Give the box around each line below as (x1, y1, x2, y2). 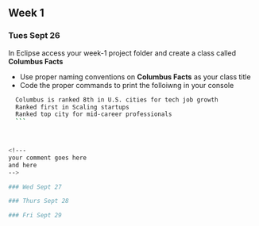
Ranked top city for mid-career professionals (15, 110, 172, 118)
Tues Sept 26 (8, 30, 61, 41)
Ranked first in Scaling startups (15, 103, 129, 111)
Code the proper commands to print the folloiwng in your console (19, 80, 234, 90)
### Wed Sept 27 (8, 182, 62, 191)
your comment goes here (8, 154, 87, 162)
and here (8, 161, 37, 169)
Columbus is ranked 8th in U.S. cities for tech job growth (15, 95, 218, 104)
